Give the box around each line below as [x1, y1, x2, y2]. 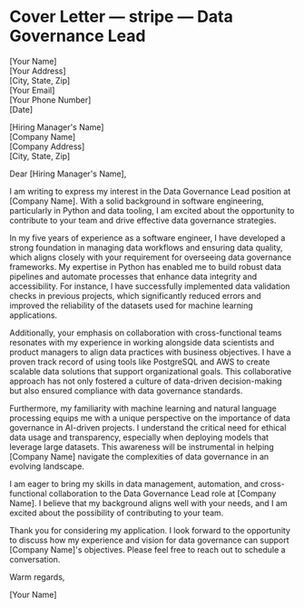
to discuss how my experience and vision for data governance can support [9, 534, 289, 545]
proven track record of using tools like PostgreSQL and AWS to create [9, 356, 270, 367]
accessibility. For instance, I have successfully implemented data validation [9, 280, 290, 292]
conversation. [9, 553, 61, 564]
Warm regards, [9, 571, 65, 583]
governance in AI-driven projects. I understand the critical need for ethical [9, 422, 287, 433]
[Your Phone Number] [9, 94, 92, 105]
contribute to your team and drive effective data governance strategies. [9, 214, 277, 225]
